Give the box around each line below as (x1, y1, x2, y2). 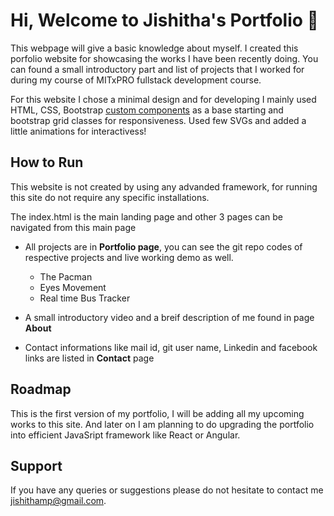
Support (10, 457, 63, 474)
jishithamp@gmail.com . (10, 495, 107, 507)
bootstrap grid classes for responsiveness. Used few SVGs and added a (10, 114, 307, 126)
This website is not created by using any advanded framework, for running (10, 180, 318, 193)
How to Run (10, 154, 84, 171)
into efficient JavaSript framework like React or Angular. (10, 429, 241, 441)
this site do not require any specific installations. (10, 191, 210, 203)
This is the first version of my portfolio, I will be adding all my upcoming (10, 407, 305, 419)
